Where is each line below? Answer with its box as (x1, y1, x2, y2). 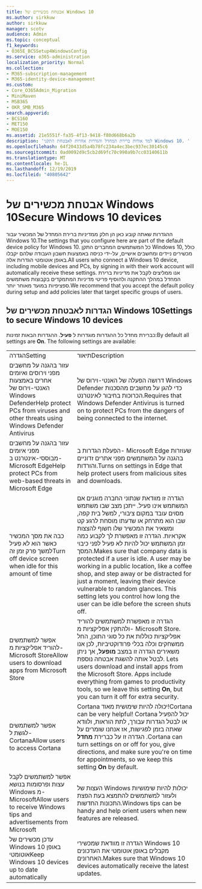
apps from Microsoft (9, 666, 67, 674)
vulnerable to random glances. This (77, 584, 177, 592)
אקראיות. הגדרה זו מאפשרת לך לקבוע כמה (77, 531, 186, 540)
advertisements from (9, 818, 68, 826)
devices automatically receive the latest (77, 861, 189, 870)
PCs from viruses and (9, 406, 70, 414)
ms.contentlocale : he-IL (6, 161, 69, 167)
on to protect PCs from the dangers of (77, 406, 185, 414)
